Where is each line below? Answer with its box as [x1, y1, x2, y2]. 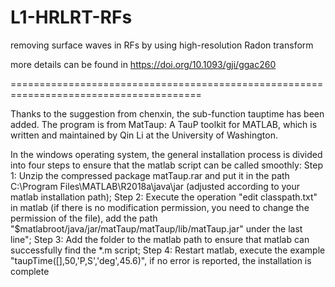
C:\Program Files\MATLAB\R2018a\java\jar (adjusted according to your [10, 180, 301, 192]
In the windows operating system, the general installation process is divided [10, 148, 323, 160]
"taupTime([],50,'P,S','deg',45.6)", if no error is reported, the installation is [10, 254, 312, 266]
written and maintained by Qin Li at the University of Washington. [10, 129, 278, 141]
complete [10, 265, 50, 277]
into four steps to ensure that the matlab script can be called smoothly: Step [10, 159, 324, 171]
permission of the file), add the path [10, 212, 158, 224]
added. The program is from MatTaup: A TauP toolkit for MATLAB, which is [10, 118, 318, 130]
